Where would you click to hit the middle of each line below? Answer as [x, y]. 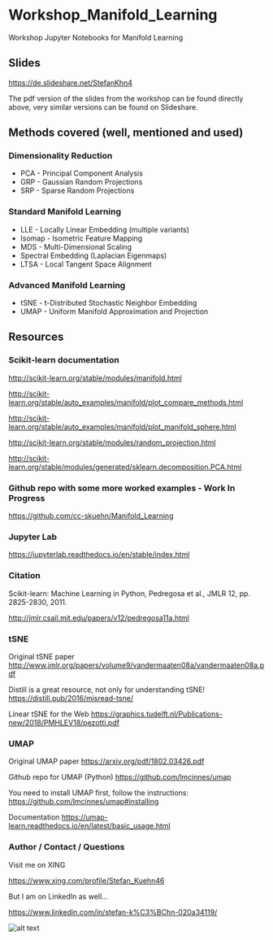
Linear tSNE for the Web [49, 714]
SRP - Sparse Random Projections [77, 191]
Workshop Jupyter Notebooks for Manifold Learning [96, 37]
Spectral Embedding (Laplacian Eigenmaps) [93, 255]
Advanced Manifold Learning [67, 285]
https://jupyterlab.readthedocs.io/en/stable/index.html [99, 555]
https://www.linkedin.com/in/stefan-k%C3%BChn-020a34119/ [113, 912]
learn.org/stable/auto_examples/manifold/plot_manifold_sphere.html [123, 426]
